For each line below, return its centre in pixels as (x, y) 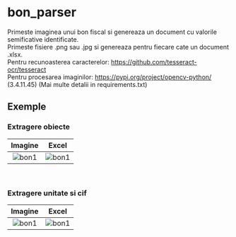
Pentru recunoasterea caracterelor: (58, 62)
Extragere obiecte (39, 127)
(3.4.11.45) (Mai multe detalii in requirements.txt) (77, 84)
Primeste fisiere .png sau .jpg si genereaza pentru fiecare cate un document (118, 47)
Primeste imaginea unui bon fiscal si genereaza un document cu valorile (112, 32)
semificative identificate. (43, 39)
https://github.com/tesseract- (154, 62)
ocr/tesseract (27, 69)
